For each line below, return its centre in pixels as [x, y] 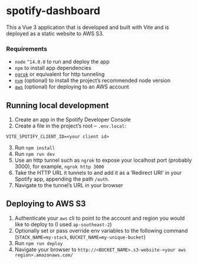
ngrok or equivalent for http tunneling [60, 74]
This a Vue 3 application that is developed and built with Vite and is [88, 27]
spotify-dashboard [53, 11]
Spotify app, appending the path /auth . [62, 179]
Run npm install [35, 148]
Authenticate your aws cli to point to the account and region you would [100, 218]
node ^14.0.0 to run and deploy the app [62, 62]
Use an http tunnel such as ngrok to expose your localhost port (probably [103, 160]
